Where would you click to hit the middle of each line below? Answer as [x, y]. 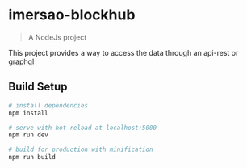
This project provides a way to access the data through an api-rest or [123, 52]
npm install [28, 113]
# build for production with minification [81, 150]
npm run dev [28, 135]
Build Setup [38, 87]
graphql [21, 61]
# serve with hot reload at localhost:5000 [83, 128]
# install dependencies [48, 105]
